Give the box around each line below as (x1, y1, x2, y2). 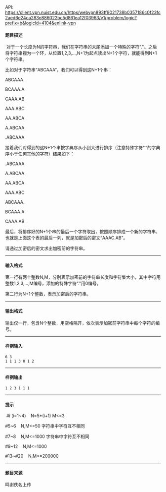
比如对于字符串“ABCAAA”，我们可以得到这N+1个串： (5, 67, 113, 73)
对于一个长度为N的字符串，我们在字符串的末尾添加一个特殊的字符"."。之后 (6, 44, 157, 50)
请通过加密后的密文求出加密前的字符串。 (5, 246, 87, 251)
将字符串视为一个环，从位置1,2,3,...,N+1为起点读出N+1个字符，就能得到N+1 (5, 50, 157, 56)
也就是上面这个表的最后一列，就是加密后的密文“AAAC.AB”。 (5, 235, 128, 241)
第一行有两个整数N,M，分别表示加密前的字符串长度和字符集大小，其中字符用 (5, 274, 161, 280)
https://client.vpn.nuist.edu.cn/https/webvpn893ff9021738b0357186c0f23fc (5, 9, 161, 15)
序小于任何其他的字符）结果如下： (5, 151, 75, 157)
